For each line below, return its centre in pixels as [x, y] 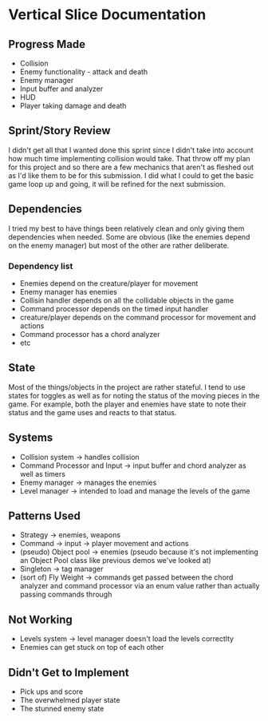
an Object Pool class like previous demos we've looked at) [115, 561]
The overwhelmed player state [70, 699]
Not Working [41, 619]
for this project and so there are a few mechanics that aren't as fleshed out [131, 167]
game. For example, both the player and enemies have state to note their [128, 404]
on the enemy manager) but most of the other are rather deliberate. [119, 245]
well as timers [43, 473]
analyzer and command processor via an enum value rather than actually [140, 586]
